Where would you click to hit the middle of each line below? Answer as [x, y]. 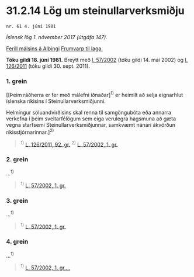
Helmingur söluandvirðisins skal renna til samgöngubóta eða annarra [89, 112]
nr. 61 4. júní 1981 [31, 26]
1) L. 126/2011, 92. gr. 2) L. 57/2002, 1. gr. [69, 144]
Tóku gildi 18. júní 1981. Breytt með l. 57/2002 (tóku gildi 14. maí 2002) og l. [97, 60]
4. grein [17, 242]
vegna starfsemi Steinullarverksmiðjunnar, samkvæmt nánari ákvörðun [91, 124]
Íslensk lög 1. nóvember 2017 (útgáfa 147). [57, 37]
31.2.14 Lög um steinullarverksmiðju [96, 11]
